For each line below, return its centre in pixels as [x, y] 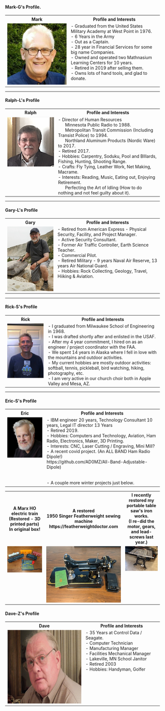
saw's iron [141, 511]
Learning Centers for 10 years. [102, 63]
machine [83, 521]
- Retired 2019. [62, 430]
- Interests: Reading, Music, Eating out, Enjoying [107, 177]
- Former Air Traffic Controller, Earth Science [103, 245]
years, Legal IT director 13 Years [80, 425]
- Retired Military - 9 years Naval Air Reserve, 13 [107, 260]
